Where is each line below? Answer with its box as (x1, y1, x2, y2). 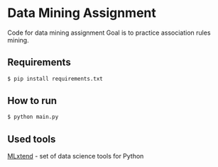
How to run (7, 95, 58, 107)
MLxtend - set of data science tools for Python (7, 152, 144, 161)
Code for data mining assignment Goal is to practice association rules (7, 28, 211, 37)
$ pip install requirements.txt (7, 75, 103, 82)
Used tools (7, 133, 56, 145)
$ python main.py (7, 113, 59, 121)
